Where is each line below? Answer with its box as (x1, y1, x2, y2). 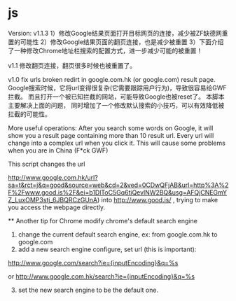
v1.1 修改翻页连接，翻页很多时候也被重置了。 (8, 61, 137, 69)
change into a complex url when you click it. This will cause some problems (8, 139, 226, 147)
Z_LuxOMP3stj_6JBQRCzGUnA (8, 195, 97, 204)
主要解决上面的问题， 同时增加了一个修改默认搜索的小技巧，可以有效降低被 (8, 101, 225, 109)
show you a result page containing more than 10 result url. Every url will (8, 131, 214, 139)
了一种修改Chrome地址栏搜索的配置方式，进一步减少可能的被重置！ (8, 46, 203, 55)
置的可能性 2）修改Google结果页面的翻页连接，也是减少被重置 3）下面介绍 (8, 37, 224, 46)
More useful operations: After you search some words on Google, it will (8, 124, 214, 132)
